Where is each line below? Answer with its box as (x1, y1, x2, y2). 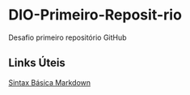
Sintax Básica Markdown (8, 77, 91, 87)
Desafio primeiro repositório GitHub (8, 32, 127, 42)
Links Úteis (8, 56, 66, 70)
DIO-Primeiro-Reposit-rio (8, 6, 182, 24)
